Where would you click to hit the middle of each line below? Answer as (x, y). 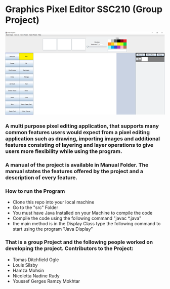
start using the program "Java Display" (53, 229)
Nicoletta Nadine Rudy (36, 276)
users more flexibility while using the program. (64, 151)
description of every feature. (41, 178)
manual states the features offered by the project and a (74, 172)
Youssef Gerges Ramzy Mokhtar (46, 281)
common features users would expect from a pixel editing (78, 133)
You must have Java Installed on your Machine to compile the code (82, 213)
